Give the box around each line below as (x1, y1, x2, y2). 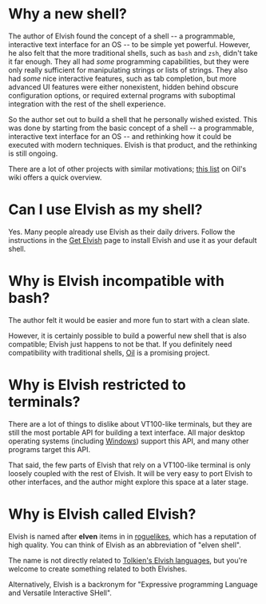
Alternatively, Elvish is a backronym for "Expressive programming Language (8, 579, 258, 589)
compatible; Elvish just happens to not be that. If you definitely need (8, 339, 232, 348)
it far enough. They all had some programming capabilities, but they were (8, 57, 249, 66)
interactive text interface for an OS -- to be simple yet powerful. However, (8, 39, 251, 49)
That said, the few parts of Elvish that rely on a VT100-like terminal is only (8, 460, 251, 470)
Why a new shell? (8, 5, 128, 23)
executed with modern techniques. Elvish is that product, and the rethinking (8, 140, 257, 149)
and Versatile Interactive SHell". (8, 588, 112, 598)
